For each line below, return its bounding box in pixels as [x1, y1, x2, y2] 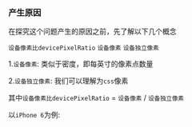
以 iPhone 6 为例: [8, 110, 61, 120]
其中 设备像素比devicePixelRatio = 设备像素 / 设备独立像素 [8, 93, 184, 103]
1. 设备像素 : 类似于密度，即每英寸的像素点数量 [8, 59, 154, 69]
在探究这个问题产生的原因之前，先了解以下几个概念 [8, 26, 177, 37]
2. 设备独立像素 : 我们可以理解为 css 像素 [8, 76, 129, 85]
